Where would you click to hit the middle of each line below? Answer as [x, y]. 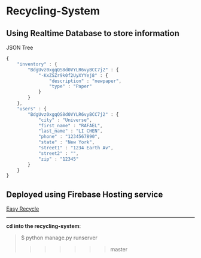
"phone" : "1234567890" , [69, 137]
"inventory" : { [37, 64]
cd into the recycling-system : [44, 226]
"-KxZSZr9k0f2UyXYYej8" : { [73, 75]
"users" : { [32, 109]
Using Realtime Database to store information [93, 33]
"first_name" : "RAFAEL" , [70, 125]
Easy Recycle [23, 209]
